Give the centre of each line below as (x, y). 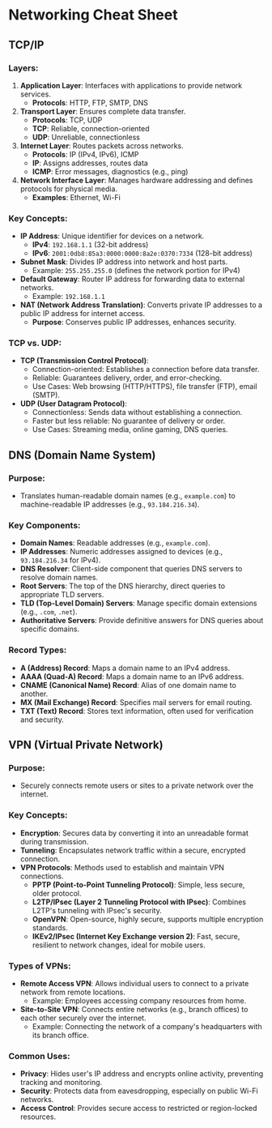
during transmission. (54, 841)
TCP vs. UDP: (35, 344)
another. (34, 694)
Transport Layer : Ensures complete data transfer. (103, 111)
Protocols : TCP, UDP (67, 120)
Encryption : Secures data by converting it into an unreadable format (134, 833)
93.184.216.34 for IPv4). (60, 560)
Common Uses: (39, 1056)
